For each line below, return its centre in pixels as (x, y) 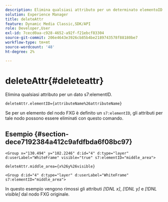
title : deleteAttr (24, 19)
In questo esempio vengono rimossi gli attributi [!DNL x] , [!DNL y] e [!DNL (81, 189)
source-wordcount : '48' (30, 47)
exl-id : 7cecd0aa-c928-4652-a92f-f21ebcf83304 (55, 33)
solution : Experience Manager (37, 14)
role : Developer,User (28, 28)
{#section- (52, 134)
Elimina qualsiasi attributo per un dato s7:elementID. (59, 94)
